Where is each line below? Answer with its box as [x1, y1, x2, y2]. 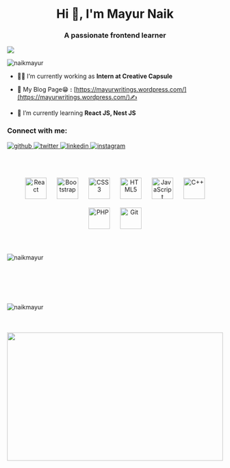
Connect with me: [7, 126, 68, 135]
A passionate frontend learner [64, 31, 166, 40]
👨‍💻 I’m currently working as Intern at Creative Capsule [16, 72, 173, 81]
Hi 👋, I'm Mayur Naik [56, 6, 174, 22]
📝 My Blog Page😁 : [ [16, 86, 77, 94]
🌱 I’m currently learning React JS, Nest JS [16, 109, 136, 117]
